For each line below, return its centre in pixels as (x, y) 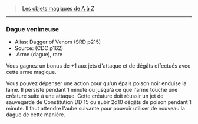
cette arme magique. (32, 72)
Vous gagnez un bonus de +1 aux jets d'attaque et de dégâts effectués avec (98, 66)
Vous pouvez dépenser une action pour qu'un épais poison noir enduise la (96, 83)
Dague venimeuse (33, 29)
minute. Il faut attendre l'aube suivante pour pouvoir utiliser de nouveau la (96, 109)
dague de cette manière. (36, 115)
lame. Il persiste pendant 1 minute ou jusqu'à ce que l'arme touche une (92, 90)
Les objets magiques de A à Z (58, 9)
